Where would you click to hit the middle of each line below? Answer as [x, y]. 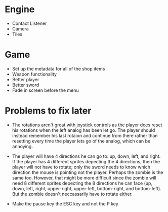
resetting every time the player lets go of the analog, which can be [81, 141]
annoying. [23, 146]
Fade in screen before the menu [45, 90]
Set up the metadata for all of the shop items [58, 68]
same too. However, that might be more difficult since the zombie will [84, 178]
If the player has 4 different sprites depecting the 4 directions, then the [86, 161]
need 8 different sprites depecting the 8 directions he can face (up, [82, 183]
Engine [20, 9]
